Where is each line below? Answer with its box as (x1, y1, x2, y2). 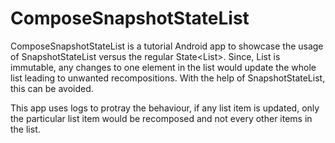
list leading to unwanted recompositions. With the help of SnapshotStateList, (10, 72, 326, 84)
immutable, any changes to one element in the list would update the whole (10, 61, 317, 73)
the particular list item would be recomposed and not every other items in (10, 112, 313, 124)
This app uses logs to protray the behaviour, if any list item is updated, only (10, 102, 320, 114)
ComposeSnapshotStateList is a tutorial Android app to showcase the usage (10, 40, 324, 52)
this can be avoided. (10, 82, 94, 94)
